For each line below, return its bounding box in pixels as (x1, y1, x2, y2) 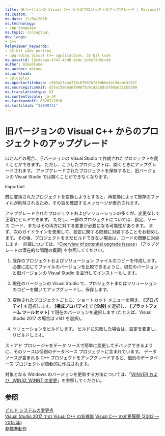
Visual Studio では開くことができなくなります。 (14, 174, 111, 179)
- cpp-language (5, 26, 36, 30)
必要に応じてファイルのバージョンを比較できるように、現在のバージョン (12, 263, 159, 269)
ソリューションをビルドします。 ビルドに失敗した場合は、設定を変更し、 (12, 325, 160, 332)
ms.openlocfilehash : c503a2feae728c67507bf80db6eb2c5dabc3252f (5, 80, 137, 85)
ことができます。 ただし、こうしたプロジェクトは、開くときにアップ (9, 161, 148, 167)
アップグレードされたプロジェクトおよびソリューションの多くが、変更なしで (5, 210, 160, 216)
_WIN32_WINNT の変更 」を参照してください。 (10, 377, 105, 383)
